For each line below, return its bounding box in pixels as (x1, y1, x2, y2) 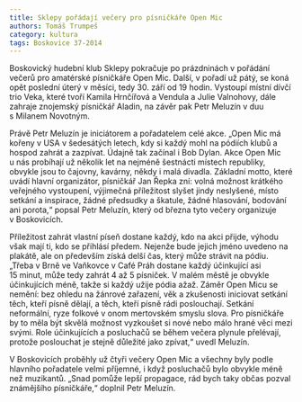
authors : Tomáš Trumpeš (9, 22, 99, 31)
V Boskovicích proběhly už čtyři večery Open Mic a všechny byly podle (9, 354, 274, 365)
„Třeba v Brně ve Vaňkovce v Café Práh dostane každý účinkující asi (9, 260, 262, 271)
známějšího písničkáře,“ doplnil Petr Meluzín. (9, 383, 176, 394)
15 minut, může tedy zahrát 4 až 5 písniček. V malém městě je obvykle (9, 270, 270, 281)
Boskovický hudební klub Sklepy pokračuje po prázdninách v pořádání (9, 63, 271, 74)
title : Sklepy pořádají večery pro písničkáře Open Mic (9, 13, 223, 22)
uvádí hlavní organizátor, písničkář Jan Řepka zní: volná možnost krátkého (9, 176, 283, 187)
